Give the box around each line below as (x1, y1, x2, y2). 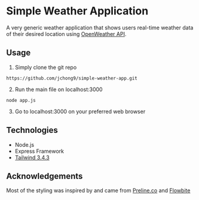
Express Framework (14, 147, 65, 154)
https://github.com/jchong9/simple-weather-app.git (6, 75, 137, 81)
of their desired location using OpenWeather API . (6, 30, 127, 37)
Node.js (14, 141, 35, 148)
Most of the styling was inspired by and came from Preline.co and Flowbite (6, 187, 191, 194)
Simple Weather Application (6, 4, 149, 18)
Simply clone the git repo (14, 63, 77, 71)
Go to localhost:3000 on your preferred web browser (14, 108, 146, 115)
